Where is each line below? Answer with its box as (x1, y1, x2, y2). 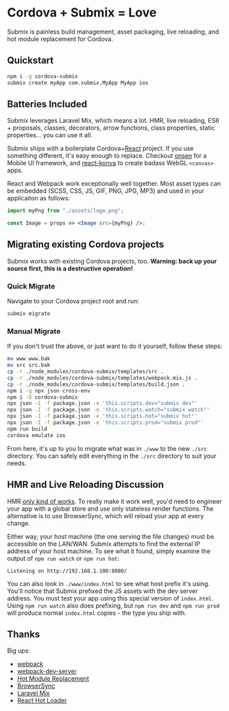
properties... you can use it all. (7, 131, 93, 139)
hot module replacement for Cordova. (7, 34, 114, 43)
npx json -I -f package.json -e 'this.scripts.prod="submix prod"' (7, 419, 204, 426)
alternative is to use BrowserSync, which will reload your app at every (7, 511, 204, 520)
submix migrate (7, 310, 51, 317)
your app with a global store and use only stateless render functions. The (7, 504, 214, 513)
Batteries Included (7, 98, 88, 110)
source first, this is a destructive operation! (7, 264, 134, 272)
